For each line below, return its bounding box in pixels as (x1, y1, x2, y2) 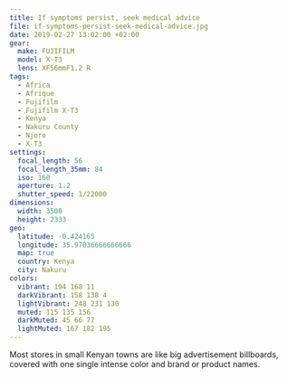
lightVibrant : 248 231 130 (17, 299, 120, 308)
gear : (9, 38, 30, 48)
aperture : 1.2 (17, 182, 71, 191)
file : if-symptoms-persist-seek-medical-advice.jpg (9, 22, 208, 31)
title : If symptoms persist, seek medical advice (9, 13, 201, 23)
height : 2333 (17, 214, 67, 224)
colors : (9, 274, 39, 283)
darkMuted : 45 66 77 (17, 316, 95, 326)
